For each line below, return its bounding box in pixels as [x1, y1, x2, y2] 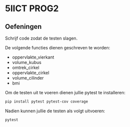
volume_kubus [12, 60, 41, 65]
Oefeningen [5, 22, 42, 31]
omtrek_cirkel [12, 64, 40, 70]
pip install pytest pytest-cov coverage [5, 99, 89, 104]
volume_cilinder [12, 75, 44, 81]
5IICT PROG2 [5, 3, 59, 14]
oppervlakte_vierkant [12, 54, 55, 60]
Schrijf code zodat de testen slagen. [5, 35, 78, 41]
